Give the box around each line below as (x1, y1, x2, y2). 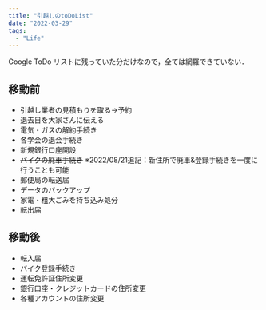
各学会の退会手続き (19, 135, 84, 145)
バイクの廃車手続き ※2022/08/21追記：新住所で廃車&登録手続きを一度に (19, 155, 258, 165)
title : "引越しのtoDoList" (8, 11, 93, 20)
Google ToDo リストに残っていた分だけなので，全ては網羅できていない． (8, 57, 249, 66)
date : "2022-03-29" (8, 19, 73, 27)
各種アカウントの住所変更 (19, 293, 105, 303)
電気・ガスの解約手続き (19, 125, 97, 135)
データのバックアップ (19, 185, 90, 195)
